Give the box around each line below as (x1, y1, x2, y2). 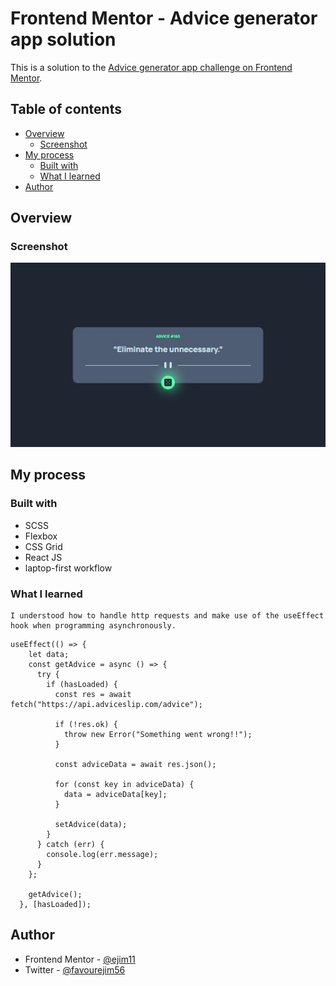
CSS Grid (24, 540, 63, 552)
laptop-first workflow (24, 562, 113, 574)
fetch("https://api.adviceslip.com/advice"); (10, 700, 203, 710)
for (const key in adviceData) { (54, 780, 195, 790)
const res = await (54, 690, 132, 700)
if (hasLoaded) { (46, 680, 118, 690)
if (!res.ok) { (54, 720, 118, 730)
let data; (28, 650, 70, 660)
